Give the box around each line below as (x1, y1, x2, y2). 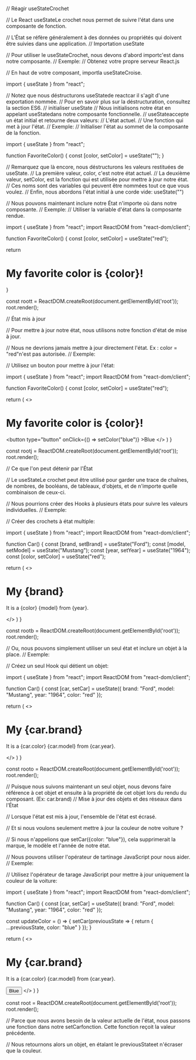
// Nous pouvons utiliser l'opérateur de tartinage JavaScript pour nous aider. (6, 853, 191, 860)
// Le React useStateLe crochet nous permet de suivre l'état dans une (6, 16, 174, 23)
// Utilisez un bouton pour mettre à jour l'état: (6, 362, 115, 369)
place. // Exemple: (6, 651, 50, 658)
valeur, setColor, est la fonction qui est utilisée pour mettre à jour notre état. (6, 176, 189, 183)
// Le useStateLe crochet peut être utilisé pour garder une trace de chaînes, (6, 476, 189, 483)
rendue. (6, 212, 25, 219)
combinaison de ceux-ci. (6, 488, 66, 495)
